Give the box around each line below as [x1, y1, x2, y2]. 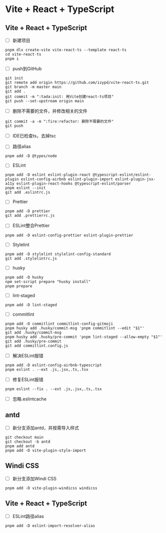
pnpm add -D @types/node [5, 154, 57, 159]
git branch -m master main [5, 84, 62, 90]
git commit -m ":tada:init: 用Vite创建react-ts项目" [5, 94, 114, 99]
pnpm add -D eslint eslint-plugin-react [5, 172, 91, 178]
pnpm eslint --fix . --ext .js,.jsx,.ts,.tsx [5, 386, 102, 391]
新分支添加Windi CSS [12, 475, 57, 481]
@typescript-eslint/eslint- [92, 172, 151, 178]
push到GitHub [12, 66, 42, 72]
